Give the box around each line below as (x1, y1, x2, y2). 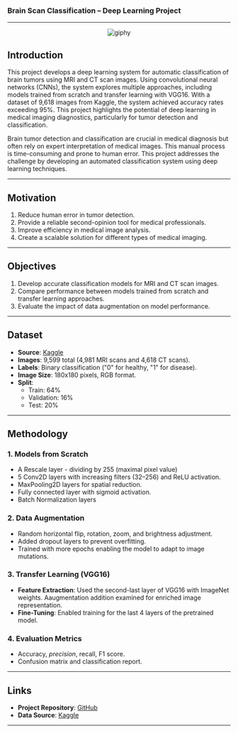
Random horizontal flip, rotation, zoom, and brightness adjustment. (17, 529, 213, 538)
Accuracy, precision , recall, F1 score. (17, 650, 125, 658)
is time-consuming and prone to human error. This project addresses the (7, 150, 220, 158)
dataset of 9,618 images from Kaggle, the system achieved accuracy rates (7, 98, 224, 106)
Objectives (7, 260, 57, 272)
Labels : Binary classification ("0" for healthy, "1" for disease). (17, 363, 197, 371)
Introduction (7, 49, 64, 61)
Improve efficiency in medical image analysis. (17, 226, 151, 234)
